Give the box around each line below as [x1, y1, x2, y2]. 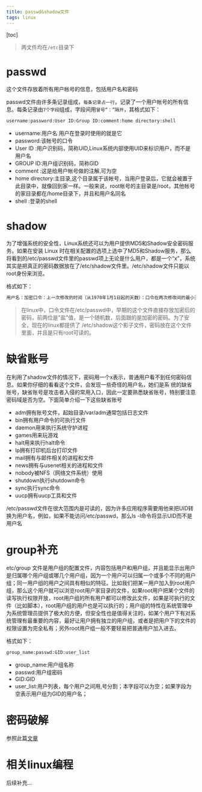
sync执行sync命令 [14, 484, 60, 492]
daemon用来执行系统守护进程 [14, 424, 88, 431]
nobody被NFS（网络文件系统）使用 [14, 469, 103, 477]
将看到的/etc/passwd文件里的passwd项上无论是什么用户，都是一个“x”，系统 [6, 255, 195, 262]
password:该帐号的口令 [14, 137, 73, 145]
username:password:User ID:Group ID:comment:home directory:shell [6, 118, 176, 124]
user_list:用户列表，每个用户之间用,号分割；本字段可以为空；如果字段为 [14, 682, 192, 689]
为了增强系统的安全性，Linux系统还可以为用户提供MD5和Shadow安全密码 [6, 239, 188, 247]
